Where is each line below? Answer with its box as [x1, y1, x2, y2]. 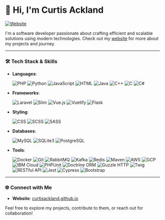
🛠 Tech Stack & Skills [5, 58, 57, 64]
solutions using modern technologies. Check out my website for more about [5, 35, 159, 41]
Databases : [12, 128, 36, 134]
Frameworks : [12, 90, 40, 96]
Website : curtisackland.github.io [12, 195, 79, 201]
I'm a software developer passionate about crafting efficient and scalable [5, 30, 153, 36]
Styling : [12, 109, 29, 115]
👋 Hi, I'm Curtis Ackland [5, 4, 104, 16]
